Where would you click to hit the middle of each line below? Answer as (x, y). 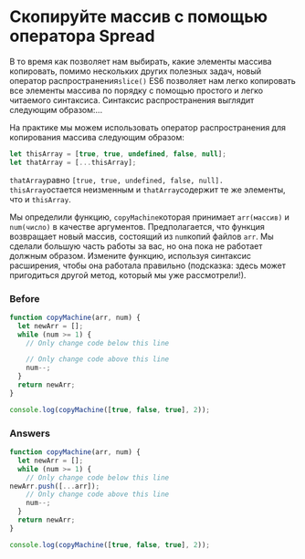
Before (25, 298)
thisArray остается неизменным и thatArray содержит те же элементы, (147, 190)
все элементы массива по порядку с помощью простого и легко (136, 90)
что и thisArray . (40, 199)
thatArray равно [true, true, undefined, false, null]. (116, 180)
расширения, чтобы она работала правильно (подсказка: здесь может (147, 265)
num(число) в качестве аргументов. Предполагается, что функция (137, 226)
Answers (30, 433)
